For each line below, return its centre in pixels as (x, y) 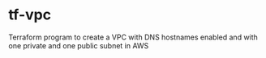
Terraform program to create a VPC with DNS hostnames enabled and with (133, 37)
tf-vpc (30, 15)
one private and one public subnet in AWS (79, 45)
